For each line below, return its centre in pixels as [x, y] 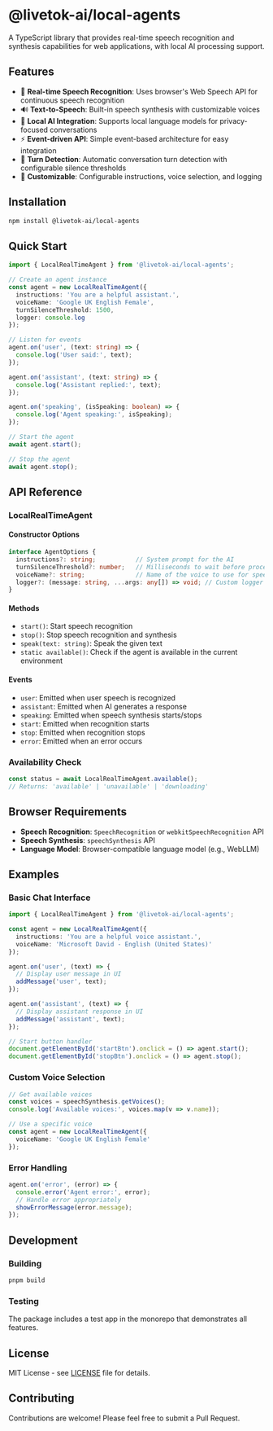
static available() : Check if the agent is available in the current [129, 652]
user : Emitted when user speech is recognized [98, 697]
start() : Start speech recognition [76, 626]
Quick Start [38, 246]
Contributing [41, 1398]
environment [41, 661]
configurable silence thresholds [73, 168]
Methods [24, 608]
